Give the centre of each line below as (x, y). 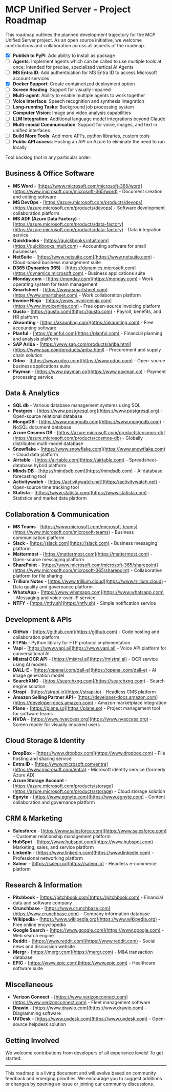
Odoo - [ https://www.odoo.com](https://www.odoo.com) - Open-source (89, 360)
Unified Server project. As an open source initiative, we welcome (74, 40)
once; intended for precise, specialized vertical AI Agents (73, 67)
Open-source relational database (48, 416)
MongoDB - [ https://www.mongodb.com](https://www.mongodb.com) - (89, 422)
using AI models (30, 664)
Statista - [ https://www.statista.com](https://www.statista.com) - (81, 493)
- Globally (133, 438)
